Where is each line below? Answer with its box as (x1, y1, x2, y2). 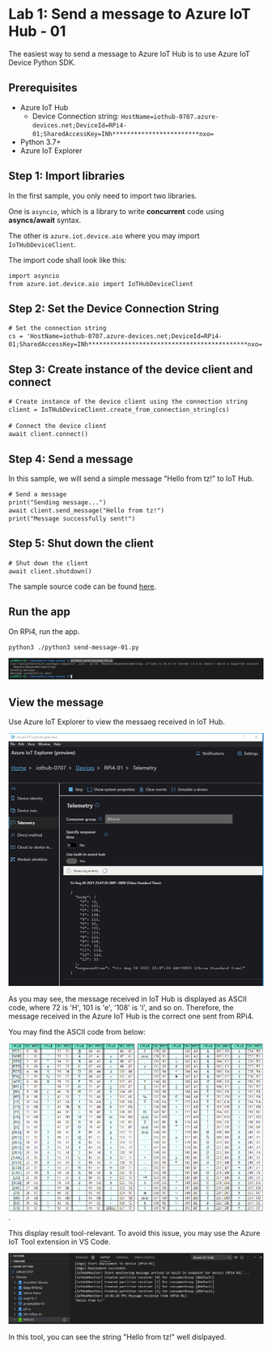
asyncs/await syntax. (8, 215, 82, 225)
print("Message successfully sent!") (8, 515, 136, 523)
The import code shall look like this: (8, 255, 127, 264)
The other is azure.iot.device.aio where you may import (8, 230, 200, 240)
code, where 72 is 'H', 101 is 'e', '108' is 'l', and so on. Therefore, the (8, 1003, 234, 1013)
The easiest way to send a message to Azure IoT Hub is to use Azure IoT (8, 49, 250, 58)
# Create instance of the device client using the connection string (8, 398, 249, 406)
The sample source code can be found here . (8, 581, 157, 591)
